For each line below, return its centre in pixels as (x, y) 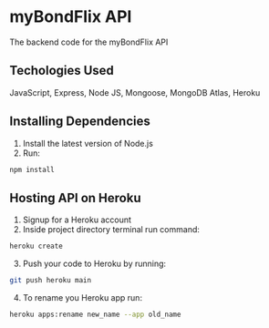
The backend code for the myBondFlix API (89, 42)
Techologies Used (62, 71)
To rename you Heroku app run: (83, 297)
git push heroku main (51, 281)
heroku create (36, 246)
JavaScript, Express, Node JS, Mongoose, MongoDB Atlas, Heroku (135, 92)
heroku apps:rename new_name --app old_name (95, 314)
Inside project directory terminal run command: (111, 230)
